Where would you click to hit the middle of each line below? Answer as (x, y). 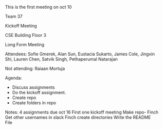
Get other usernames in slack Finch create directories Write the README (78, 117)
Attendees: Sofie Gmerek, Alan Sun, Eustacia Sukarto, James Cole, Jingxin (80, 54)
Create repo (24, 97)
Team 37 (14, 16)
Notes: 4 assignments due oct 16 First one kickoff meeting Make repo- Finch (82, 112)
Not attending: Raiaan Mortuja (35, 68)
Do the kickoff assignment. (39, 92)
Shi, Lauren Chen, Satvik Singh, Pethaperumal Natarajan (62, 59)
